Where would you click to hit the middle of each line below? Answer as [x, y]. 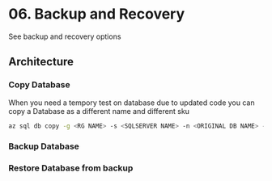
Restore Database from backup [71, 168]
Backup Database [44, 146]
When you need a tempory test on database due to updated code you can [132, 103]
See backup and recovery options [65, 36]
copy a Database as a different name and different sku [99, 111]
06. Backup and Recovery [97, 14]
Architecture [41, 62]
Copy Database [39, 85]
